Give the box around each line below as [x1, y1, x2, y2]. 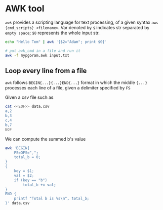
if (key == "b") [14, 177, 48, 183]
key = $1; [14, 168, 35, 173]
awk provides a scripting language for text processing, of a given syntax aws [5, 19, 159, 25]
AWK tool [5, 3, 44, 14]
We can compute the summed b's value [5, 136, 86, 142]
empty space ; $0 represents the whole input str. [5, 30, 100, 36]
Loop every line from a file [5, 66, 87, 75]
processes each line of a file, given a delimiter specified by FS [5, 85, 131, 91]
